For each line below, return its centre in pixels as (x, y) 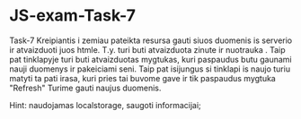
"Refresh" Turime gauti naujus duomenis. (85, 88)
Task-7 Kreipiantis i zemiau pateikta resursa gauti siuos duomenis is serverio (151, 40)
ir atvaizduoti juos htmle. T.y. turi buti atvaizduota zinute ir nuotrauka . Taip (147, 49)
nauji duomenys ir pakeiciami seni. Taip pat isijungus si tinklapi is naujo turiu (150, 69)
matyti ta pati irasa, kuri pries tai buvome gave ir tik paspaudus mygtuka (142, 78)
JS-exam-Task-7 (73, 16)
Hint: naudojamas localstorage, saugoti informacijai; (106, 105)
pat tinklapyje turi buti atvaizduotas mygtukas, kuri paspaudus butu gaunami (150, 59)
